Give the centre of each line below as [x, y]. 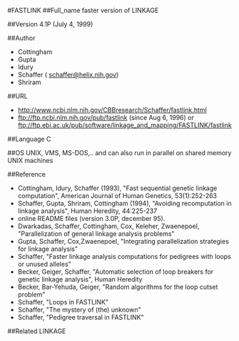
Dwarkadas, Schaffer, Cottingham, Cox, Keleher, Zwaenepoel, [108, 226]
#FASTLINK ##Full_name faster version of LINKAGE [83, 10]
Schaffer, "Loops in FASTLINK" [63, 302]
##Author [21, 38]
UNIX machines [30, 160]
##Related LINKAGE [37, 331]
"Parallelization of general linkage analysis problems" [96, 234]
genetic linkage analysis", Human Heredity [80, 279]
